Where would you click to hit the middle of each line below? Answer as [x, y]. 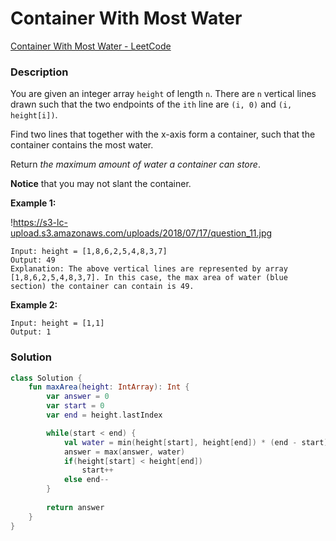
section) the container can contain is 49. [102, 287]
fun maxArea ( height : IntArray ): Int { [109, 387]
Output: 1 [31, 332]
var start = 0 [75, 406]
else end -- [86, 480]
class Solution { [46, 378]
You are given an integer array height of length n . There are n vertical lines [163, 94]
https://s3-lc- [40, 223]
